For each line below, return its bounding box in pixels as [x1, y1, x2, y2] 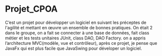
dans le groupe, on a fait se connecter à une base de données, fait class [5, 30, 149, 36]
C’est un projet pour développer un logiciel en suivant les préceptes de [5, 19, 146, 25]
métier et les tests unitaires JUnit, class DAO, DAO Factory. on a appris [5, 35, 146, 41]
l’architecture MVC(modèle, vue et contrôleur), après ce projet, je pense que [5, 40, 158, 46]
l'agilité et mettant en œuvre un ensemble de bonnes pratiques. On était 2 [5, 24, 153, 30]
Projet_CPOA [5, 3, 58, 15]
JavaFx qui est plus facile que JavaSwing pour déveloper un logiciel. [5, 45, 142, 51]
